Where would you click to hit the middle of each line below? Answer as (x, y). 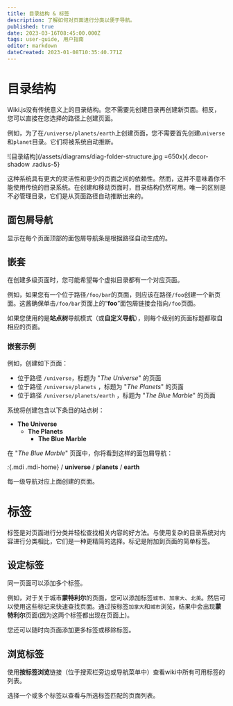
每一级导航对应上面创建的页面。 (53, 481)
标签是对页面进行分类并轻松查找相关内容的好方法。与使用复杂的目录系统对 (113, 532)
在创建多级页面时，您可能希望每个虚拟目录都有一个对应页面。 (95, 280)
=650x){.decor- (186, 156)
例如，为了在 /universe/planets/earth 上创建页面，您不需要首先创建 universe (116, 133)
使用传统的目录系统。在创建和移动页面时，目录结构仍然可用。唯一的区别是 (119, 187)
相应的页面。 (25, 327)
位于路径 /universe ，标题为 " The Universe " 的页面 (89, 378)
